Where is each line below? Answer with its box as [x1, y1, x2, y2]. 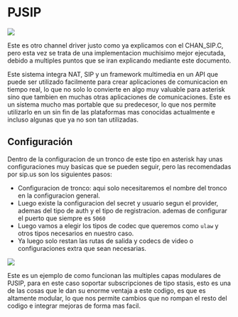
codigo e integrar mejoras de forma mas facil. [7, 301, 141, 310]
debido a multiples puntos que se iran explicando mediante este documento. [7, 56, 232, 65]
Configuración [7, 136, 73, 148]
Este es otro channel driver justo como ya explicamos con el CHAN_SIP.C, [7, 41, 224, 50]
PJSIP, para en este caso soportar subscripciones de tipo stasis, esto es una [7, 279, 231, 287]
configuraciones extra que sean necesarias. [17, 244, 147, 252]
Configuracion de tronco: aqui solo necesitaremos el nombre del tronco [17, 183, 227, 192]
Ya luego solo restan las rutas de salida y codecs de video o [17, 236, 194, 245]
